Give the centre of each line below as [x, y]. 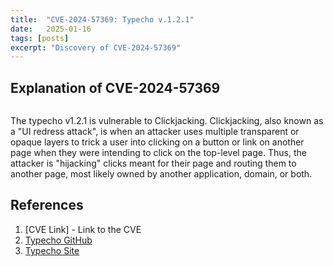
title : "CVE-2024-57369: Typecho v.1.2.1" [102, 19]
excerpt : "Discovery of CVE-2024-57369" [96, 47]
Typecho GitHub [58, 240]
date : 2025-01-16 [51, 29]
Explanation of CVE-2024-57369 [115, 87]
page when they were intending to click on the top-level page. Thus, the [158, 153]
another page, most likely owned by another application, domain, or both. [161, 174]
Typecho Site [52, 250]
